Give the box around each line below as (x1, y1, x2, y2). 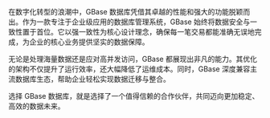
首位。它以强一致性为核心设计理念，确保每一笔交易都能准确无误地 (35, 27, 255, 36)
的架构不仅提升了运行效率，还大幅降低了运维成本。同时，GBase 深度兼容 (8, 64, 251, 74)
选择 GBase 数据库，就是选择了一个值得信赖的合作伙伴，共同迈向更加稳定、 (8, 92, 260, 100)
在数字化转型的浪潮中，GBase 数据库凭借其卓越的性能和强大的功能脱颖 (8, 7, 243, 16)
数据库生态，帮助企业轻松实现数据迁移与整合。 (14, 75, 170, 83)
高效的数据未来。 (8, 101, 65, 111)
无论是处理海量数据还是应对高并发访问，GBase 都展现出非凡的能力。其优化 (8, 55, 257, 63)
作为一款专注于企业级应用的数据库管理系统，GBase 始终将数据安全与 (22, 17, 251, 26)
